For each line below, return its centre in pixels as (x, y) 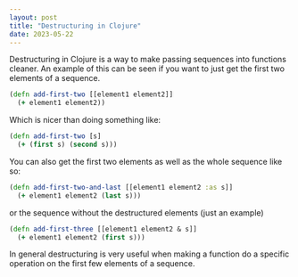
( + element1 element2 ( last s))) (79, 196)
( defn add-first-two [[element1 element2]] (91, 94)
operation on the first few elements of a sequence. (102, 264)
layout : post (33, 17)
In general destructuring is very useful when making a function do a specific (149, 254)
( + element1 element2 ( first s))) (81, 237)
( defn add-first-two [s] (55, 136)
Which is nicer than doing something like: (85, 120)
